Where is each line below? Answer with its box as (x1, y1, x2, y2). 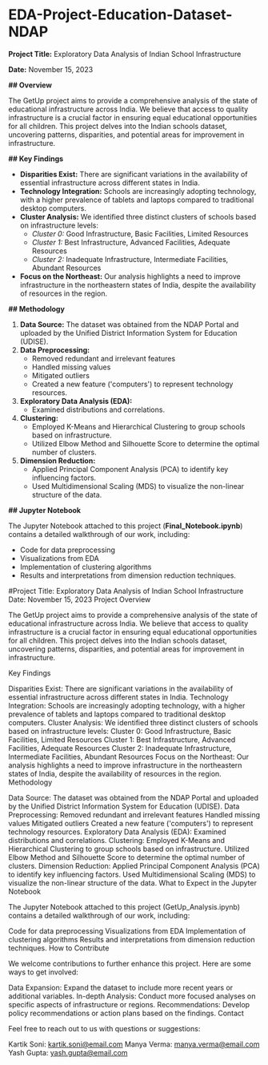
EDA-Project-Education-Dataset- (8, 6, 233, 24)
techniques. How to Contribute (8, 943, 110, 953)
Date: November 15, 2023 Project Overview (8, 595, 151, 604)
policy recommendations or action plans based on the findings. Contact (8, 1008, 244, 1018)
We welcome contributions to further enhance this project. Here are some (8, 958, 252, 968)
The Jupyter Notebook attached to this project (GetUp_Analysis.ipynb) (8, 902, 241, 911)
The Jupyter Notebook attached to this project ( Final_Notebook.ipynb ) (8, 521, 243, 530)
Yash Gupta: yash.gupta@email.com (8, 1047, 128, 1057)
